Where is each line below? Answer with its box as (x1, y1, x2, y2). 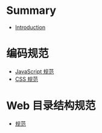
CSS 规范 (14, 75, 38, 82)
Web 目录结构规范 (6, 99, 96, 112)
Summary (6, 4, 56, 18)
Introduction (14, 24, 46, 31)
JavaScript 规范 (14, 68, 54, 75)
